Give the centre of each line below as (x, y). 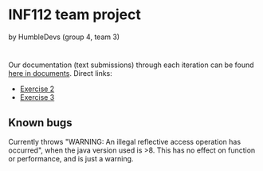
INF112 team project (75, 15)
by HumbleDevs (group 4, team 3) (64, 37)
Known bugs (41, 123)
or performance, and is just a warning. (71, 158)
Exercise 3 (37, 97)
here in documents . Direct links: (61, 74)
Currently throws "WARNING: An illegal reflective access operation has (125, 141)
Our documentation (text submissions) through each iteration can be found (131, 65)
